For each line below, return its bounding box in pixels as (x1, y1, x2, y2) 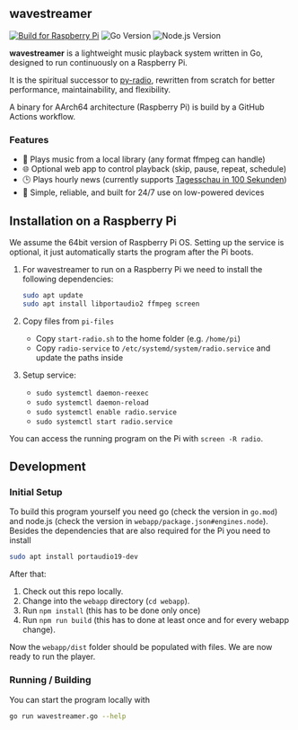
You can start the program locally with (9, 694, 151, 705)
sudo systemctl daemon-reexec (35, 388, 150, 397)
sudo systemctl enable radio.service (35, 407, 178, 416)
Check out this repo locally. (22, 586, 124, 597)
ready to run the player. (9, 651, 96, 663)
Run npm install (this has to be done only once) (22, 605, 201, 616)
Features (9, 133, 49, 146)
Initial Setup (9, 485, 63, 498)
